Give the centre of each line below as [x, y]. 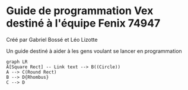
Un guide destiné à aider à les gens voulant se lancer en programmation [94, 51]
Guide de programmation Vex [80, 11]
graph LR [17, 62]
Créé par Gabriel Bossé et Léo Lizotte [52, 39]
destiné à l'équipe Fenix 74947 [83, 23]
